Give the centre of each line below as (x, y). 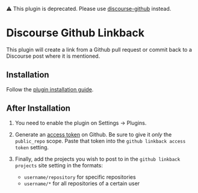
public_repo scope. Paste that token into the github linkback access (100, 141)
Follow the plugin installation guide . (50, 89)
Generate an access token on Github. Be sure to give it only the (93, 134)
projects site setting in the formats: (59, 165)
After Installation (39, 109)
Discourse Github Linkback (76, 33)
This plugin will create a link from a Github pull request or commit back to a (99, 49)
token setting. (32, 147)
